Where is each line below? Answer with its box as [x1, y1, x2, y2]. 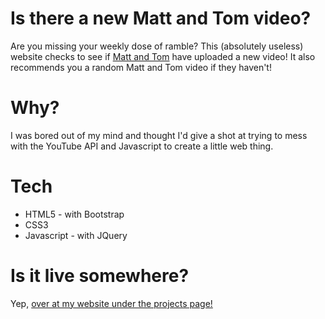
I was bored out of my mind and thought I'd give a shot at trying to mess [10, 129, 308, 141]
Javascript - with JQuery [24, 229, 128, 241]
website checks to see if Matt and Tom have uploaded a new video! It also [10, 50, 316, 62]
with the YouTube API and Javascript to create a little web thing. [10, 140, 274, 152]
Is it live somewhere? [10, 265, 190, 287]
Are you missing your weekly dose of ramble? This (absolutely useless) [10, 40, 304, 52]
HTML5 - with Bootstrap [24, 208, 125, 220]
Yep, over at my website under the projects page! [10, 297, 213, 309]
